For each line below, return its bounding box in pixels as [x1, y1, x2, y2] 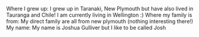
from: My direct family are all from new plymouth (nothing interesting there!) [6, 18, 194, 24]
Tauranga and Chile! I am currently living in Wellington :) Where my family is [6, 11, 192, 18]
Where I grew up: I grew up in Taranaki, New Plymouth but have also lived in [6, 5, 194, 12]
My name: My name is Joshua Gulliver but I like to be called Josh [6, 24, 166, 31]
